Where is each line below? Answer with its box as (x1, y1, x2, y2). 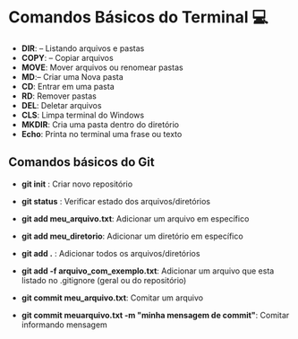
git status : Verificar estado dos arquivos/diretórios (21, 196, 211, 206)
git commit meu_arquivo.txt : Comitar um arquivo (21, 292, 203, 303)
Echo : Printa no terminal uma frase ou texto (21, 128, 183, 139)
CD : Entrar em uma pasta (21, 81, 115, 91)
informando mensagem (21, 319, 108, 330)
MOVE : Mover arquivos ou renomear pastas (21, 62, 184, 73)
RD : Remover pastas (21, 91, 98, 101)
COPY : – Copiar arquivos (21, 52, 114, 63)
